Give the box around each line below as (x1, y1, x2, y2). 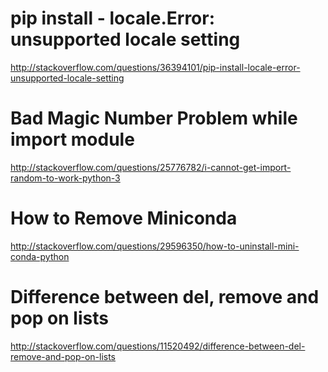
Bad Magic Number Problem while (10, 107, 298, 130)
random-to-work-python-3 (10, 172, 121, 184)
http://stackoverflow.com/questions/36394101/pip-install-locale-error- (10, 61, 301, 73)
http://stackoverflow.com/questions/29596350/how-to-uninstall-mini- (10, 240, 300, 252)
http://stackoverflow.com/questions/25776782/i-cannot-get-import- (10, 161, 292, 173)
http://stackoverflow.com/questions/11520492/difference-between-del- (10, 340, 306, 352)
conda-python (10, 250, 70, 262)
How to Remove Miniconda (10, 207, 238, 230)
